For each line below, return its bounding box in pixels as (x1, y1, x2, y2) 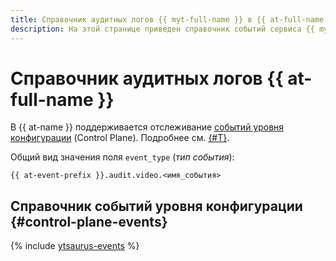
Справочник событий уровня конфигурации (10, 197, 303, 215)
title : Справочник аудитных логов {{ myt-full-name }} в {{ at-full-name (10, 14, 325, 25)
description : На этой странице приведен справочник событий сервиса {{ (10, 24, 315, 34)
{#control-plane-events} (10, 213, 168, 230)
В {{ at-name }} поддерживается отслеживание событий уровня (10, 121, 285, 133)
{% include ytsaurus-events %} (10, 240, 140, 252)
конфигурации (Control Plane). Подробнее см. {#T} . (10, 132, 230, 144)
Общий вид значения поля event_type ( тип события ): (10, 151, 235, 163)
